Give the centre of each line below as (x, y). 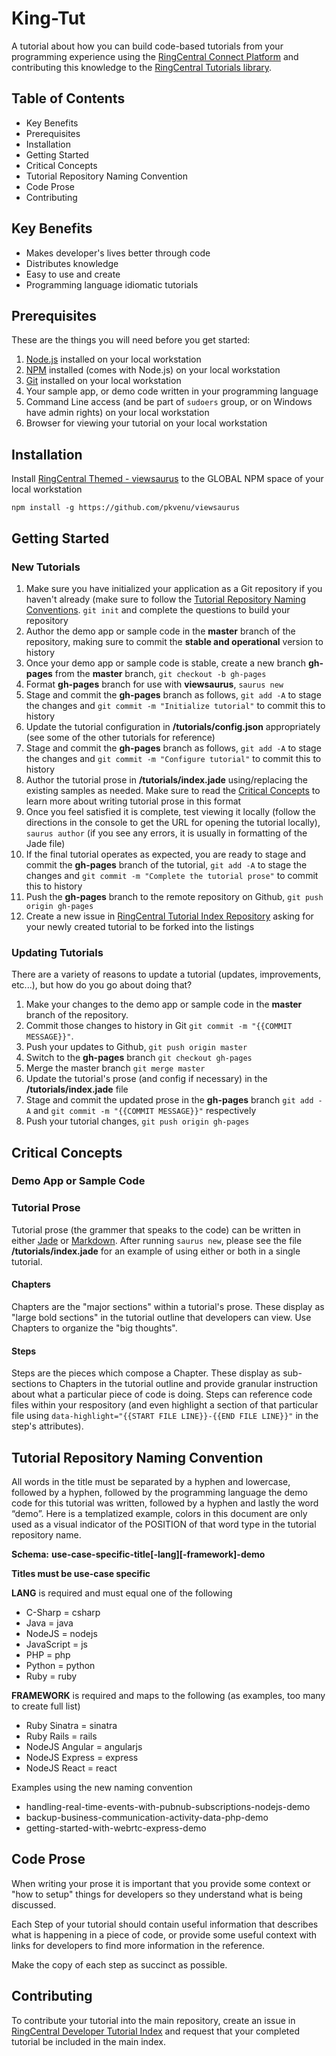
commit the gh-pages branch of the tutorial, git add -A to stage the (166, 864)
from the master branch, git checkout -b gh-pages (160, 673)
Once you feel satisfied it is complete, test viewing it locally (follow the (170, 811)
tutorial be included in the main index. (88, 2041)
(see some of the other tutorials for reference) (120, 737)
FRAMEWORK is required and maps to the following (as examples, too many (168, 1695)
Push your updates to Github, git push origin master (136, 1047)
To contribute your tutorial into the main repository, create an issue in (153, 2020)
